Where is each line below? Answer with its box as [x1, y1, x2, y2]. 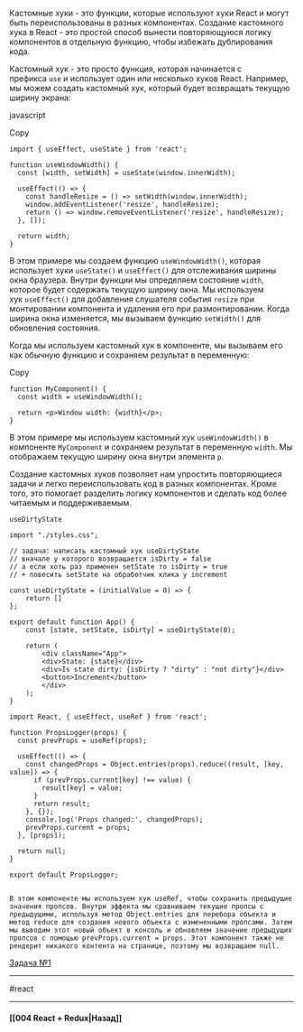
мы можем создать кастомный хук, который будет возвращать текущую [9, 83, 290, 93]
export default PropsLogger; [9, 870, 119, 879]
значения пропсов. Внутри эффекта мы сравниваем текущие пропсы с [9, 902, 264, 911]
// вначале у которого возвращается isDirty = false [9, 554, 212, 563]
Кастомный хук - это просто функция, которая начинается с [9, 63, 243, 74]
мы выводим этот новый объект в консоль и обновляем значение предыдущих [9, 925, 293, 934]
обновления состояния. [9, 322, 101, 333]
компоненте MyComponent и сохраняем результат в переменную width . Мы [9, 442, 293, 452]
